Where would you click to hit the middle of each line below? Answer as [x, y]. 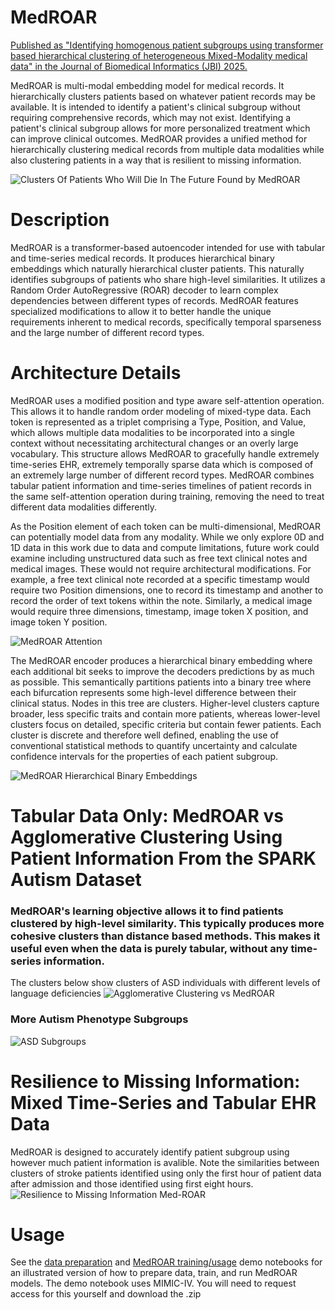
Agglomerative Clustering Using [146, 837]
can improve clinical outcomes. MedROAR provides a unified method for [159, 138]
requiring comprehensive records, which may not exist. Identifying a [151, 117]
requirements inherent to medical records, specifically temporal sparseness [166, 322]
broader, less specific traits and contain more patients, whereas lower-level [165, 713]
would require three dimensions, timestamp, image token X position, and [159, 611]
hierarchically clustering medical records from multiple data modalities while [167, 149]
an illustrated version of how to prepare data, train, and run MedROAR [154, 1273]
